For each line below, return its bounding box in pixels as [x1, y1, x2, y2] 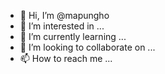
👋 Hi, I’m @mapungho [19, 10, 110, 21]
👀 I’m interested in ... [19, 20, 105, 32]
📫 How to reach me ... [19, 53, 113, 64]
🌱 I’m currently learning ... [19, 31, 127, 42]
